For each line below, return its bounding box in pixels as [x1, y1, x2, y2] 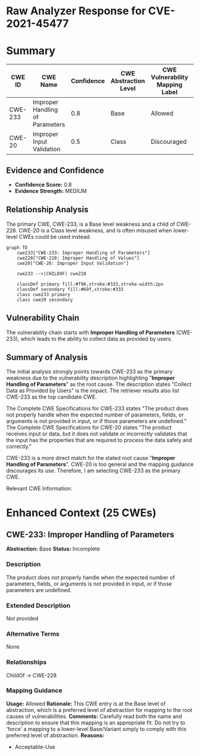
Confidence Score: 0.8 [14, 181, 72, 188]
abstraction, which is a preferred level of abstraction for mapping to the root [6, 706, 192, 713]
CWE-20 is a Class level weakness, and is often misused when [18, 226, 173, 234]
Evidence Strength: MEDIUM [14, 187, 87, 194]
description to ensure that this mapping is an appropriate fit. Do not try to [6, 719, 186, 726]
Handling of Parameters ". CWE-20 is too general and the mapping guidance [6, 461, 194, 468]
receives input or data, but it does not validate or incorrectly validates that [6, 430, 187, 437]
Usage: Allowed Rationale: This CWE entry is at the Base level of [6, 700, 166, 707]
